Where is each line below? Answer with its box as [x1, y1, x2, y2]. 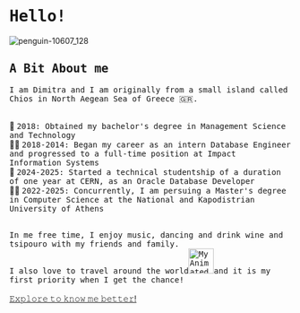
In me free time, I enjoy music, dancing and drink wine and [9, 230, 284, 239]
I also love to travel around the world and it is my [9, 265, 271, 275]
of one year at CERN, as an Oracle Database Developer [9, 176, 255, 186]
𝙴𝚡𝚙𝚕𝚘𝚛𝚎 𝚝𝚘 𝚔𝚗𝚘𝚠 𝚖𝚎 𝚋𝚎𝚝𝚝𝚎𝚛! [9, 293, 137, 304]
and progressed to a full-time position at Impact [9, 148, 236, 159]
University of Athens [9, 204, 105, 213]
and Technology [9, 130, 76, 140]
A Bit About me [9, 61, 109, 76]
